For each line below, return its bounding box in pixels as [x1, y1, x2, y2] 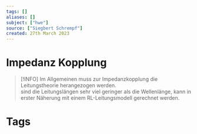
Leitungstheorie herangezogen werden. [20, 82, 116, 89]
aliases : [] [6, 14, 35, 20]
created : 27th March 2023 [6, 31, 69, 37]
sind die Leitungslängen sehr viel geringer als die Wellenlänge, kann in [20, 88, 192, 95]
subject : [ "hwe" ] [6, 19, 49, 25]
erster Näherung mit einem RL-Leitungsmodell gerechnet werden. [20, 94, 180, 102]
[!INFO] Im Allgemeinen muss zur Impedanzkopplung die [20, 76, 158, 83]
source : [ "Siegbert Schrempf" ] [6, 25, 83, 31]
